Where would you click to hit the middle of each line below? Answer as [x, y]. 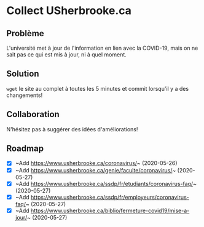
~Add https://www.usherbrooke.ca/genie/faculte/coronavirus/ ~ [96, 170]
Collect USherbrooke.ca [69, 11]
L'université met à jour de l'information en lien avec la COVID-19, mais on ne [102, 48]
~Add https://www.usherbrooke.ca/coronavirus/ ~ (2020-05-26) [96, 163]
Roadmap [25, 149]
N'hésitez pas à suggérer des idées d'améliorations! [72, 129]
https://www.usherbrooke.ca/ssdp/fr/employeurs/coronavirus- [110, 197]
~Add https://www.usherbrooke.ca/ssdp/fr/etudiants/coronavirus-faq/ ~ [106, 183]
